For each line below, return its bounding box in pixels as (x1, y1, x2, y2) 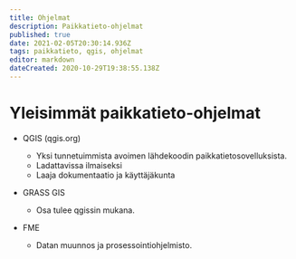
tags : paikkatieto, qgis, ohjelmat (9, 47, 144, 56)
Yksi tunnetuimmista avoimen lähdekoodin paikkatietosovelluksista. (35, 150, 288, 161)
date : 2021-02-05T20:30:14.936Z (9, 38, 131, 48)
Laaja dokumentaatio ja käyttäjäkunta (35, 169, 176, 180)
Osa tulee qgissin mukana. (35, 205, 136, 216)
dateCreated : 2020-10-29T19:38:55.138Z (9, 64, 160, 73)
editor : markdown (9, 55, 75, 64)
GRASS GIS (22, 187, 66, 197)
